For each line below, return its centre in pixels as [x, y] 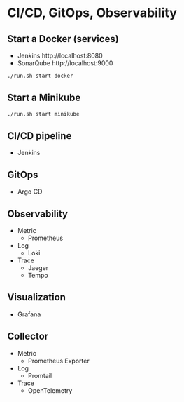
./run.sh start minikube [43, 114]
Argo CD [30, 192]
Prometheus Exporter [58, 361]
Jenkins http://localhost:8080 [60, 55]
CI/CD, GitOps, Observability [92, 13]
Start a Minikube [44, 98]
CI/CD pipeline [40, 136]
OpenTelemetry [50, 390]
